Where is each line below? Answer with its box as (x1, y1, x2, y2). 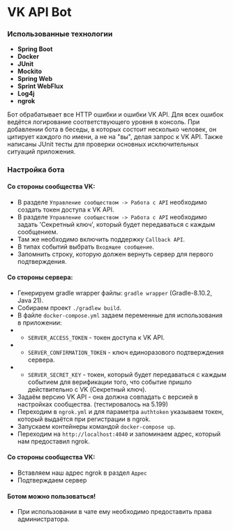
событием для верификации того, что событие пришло (27, 378, 192, 386)
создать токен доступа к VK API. (17, 205, 114, 214)
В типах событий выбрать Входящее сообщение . (17, 242, 155, 251)
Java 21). (17, 296, 44, 304)
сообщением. (17, 228, 59, 236)
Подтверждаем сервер (17, 476, 87, 485)
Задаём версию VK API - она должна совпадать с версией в (17, 392, 199, 401)
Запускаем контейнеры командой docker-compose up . (17, 422, 176, 430)
